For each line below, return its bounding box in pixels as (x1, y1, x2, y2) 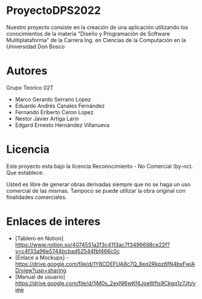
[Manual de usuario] (14, 273, 65, 280)
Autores (6, 64, 48, 78)
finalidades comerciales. (6, 193, 68, 201)
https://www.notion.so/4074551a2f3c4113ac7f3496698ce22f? (14, 241, 170, 248)
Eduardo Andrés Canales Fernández (14, 102, 106, 109)
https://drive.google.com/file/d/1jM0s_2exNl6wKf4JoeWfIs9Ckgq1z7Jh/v (14, 279, 196, 287)
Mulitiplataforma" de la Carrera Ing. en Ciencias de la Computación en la (6, 36, 186, 43)
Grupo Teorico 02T (6, 84, 54, 91)
